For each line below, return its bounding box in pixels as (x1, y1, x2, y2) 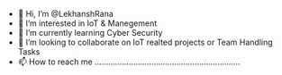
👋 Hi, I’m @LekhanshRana (17, 9, 114, 19)
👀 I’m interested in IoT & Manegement (17, 18, 158, 29)
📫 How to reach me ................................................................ (17, 56, 241, 67)
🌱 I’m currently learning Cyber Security (17, 28, 163, 37)
